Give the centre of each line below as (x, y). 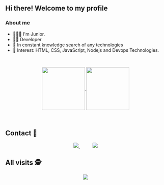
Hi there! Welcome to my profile (57, 8)
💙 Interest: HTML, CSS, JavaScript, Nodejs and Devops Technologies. (86, 50)
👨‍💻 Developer (27, 39)
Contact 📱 (21, 133)
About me (18, 23)
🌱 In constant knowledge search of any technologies (68, 45)
